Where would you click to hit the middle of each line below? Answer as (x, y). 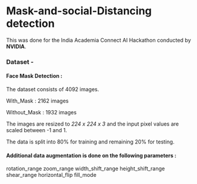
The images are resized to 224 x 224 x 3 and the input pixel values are (93, 124)
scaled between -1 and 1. (37, 130)
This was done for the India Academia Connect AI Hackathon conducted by (99, 40)
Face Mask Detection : (34, 76)
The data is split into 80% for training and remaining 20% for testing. (90, 142)
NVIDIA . (16, 46)
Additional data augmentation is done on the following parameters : (91, 155)
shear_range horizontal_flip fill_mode (51, 175)
